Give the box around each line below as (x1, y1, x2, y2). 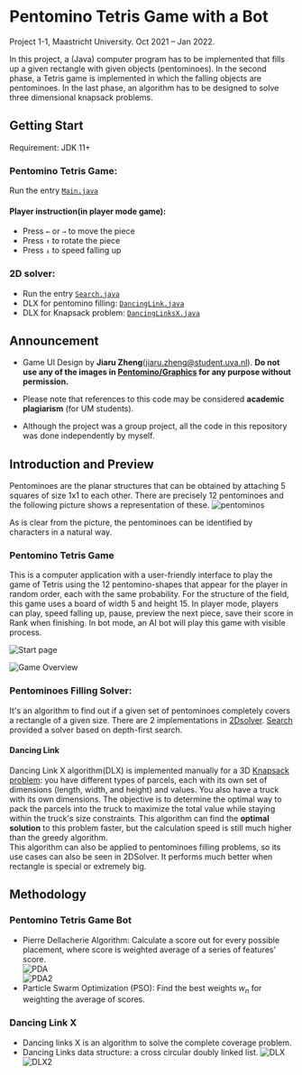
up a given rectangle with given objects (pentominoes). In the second (9, 63, 268, 74)
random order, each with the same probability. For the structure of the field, (9, 589, 290, 600)
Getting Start (9, 118, 84, 133)
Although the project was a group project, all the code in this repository (22, 421, 288, 432)
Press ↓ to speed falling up (22, 245, 122, 256)
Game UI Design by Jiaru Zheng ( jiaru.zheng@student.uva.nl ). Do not (22, 357, 280, 368)
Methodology (9, 887, 87, 903)
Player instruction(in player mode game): (9, 206, 167, 216)
